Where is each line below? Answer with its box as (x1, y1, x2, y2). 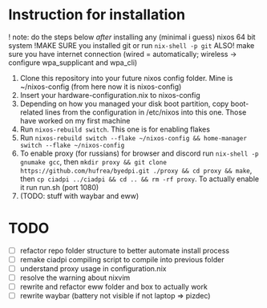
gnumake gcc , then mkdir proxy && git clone (19, 156, 167, 166)
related (19, 107, 44, 117)
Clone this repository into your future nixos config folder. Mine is (19, 73, 233, 83)
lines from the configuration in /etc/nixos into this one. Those (45, 107, 247, 117)
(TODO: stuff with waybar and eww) (19, 191, 140, 201)
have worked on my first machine (19, 115, 131, 125)
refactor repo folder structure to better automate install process (19, 245, 230, 255)
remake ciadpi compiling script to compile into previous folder (19, 254, 225, 264)
